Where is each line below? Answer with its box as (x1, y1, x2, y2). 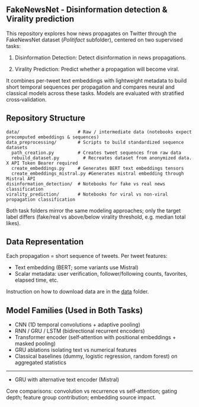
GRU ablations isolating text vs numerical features (14, 346, 137, 354)
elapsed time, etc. (14, 276, 59, 284)
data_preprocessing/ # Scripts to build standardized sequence (6, 139, 184, 145)
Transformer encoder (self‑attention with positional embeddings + (14, 334, 176, 341)
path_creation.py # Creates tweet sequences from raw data (11, 150, 182, 156)
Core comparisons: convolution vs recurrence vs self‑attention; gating (6, 387, 178, 395)
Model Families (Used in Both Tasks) (6, 305, 143, 315)
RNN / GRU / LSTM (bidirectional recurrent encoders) (14, 327, 145, 335)
